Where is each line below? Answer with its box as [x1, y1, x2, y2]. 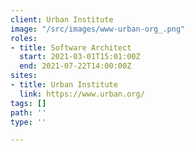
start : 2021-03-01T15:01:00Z [19, 52, 141, 62]
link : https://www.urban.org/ [19, 89, 145, 99]
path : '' [10, 107, 47, 118]
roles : [10, 33, 38, 43]
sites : [10, 71, 38, 81]
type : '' [10, 117, 47, 127]
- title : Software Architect [10, 42, 132, 53]
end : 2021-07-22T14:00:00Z [19, 61, 132, 71]
